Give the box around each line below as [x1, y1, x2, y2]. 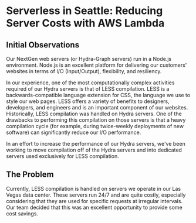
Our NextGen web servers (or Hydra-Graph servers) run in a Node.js [6, 56, 172, 62]
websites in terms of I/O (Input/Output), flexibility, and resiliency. [6, 68, 162, 74]
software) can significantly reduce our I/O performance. [6, 129, 141, 136]
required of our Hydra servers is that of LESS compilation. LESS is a [6, 85, 170, 92]
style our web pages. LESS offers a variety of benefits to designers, [6, 98, 170, 105]
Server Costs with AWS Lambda [6, 16, 165, 30]
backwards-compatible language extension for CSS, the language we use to [6, 92, 191, 98]
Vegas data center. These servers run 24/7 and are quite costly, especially [6, 191, 186, 198]
